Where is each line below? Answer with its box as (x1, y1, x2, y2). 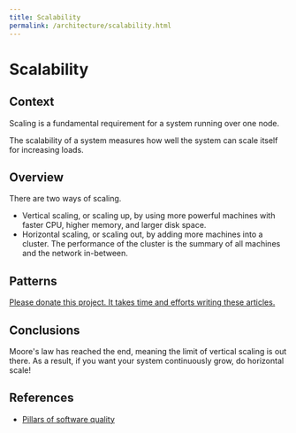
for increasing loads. (9, 144, 84, 155)
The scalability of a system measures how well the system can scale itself (9, 134, 278, 146)
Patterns (9, 273, 57, 288)
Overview (9, 170, 65, 185)
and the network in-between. (21, 248, 128, 259)
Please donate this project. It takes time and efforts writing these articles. (9, 297, 276, 308)
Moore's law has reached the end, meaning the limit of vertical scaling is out (9, 346, 287, 356)
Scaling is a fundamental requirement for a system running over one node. (9, 118, 280, 128)
